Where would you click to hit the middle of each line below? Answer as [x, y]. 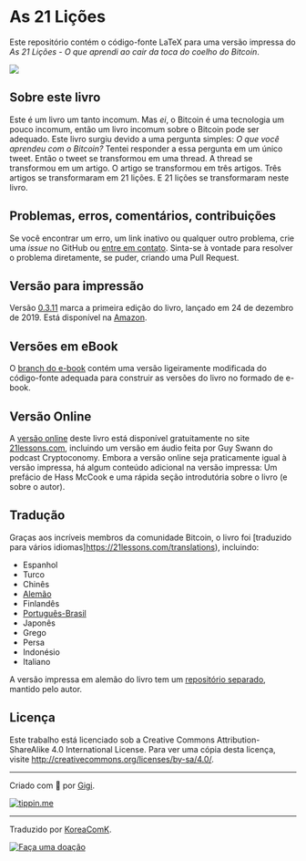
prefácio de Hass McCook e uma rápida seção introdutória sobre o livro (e [148, 477]
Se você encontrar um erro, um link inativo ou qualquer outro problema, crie [152, 238]
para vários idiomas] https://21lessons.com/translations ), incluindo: [134, 547]
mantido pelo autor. [46, 689]
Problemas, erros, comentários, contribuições [143, 216]
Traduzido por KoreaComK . [61, 829]
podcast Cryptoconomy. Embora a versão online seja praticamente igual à [148, 457]
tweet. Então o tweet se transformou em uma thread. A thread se [131, 158]
